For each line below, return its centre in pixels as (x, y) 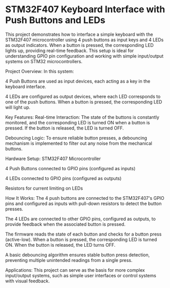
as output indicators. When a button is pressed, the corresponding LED (79, 45)
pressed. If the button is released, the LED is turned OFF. (65, 128)
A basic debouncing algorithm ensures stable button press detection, (77, 255)
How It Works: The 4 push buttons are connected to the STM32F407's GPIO (85, 198)
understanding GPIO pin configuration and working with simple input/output (84, 56)
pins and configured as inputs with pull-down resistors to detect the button (83, 203)
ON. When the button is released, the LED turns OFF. (60, 245)
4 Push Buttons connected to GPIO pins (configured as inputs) (70, 168)
